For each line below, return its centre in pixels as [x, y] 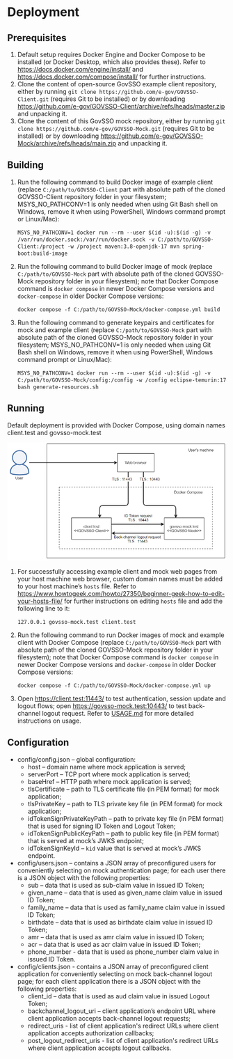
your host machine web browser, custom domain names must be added [120, 579]
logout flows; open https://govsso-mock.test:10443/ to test [102, 706]
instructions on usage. [49, 721]
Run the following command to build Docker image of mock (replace [115, 266]
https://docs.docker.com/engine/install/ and [80, 69]
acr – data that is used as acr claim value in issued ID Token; [114, 944]
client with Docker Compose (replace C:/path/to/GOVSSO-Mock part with [119, 642]
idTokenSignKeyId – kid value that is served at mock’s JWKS [114, 848]
